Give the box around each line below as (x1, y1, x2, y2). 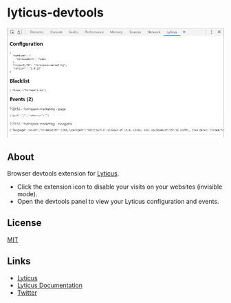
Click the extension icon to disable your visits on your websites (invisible (16, 182, 223, 191)
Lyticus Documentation (16, 281, 83, 289)
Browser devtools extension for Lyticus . (7, 169, 120, 178)
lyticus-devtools (7, 5, 104, 21)
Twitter (16, 288, 38, 297)
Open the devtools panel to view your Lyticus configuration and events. (16, 198, 219, 206)
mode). (16, 190, 38, 198)
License (7, 217, 42, 229)
